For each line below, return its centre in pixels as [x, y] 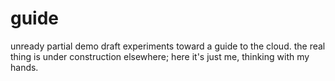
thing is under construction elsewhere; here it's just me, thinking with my [160, 56]
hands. [24, 67]
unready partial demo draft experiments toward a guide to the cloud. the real [168, 46]
